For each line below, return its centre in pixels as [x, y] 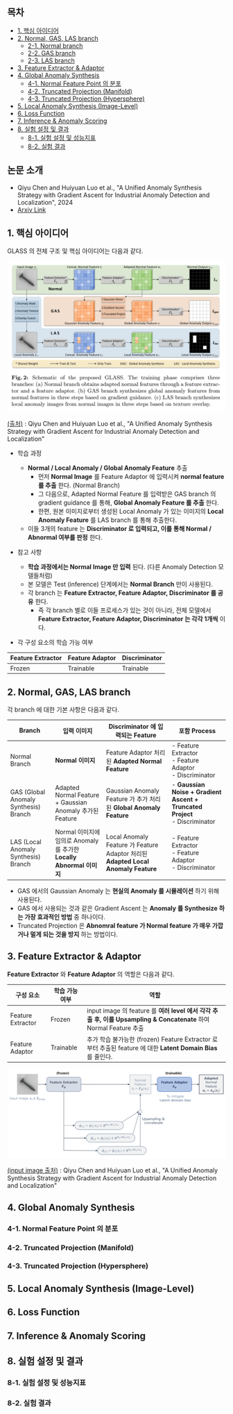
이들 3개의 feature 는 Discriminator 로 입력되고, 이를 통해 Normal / [119, 528]
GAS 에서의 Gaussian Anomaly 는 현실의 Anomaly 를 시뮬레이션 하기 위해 [118, 891]
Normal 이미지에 [78, 832]
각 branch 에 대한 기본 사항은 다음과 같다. [63, 709]
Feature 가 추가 [127, 799]
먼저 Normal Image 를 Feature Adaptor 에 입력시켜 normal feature [131, 476]
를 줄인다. [100, 1057]
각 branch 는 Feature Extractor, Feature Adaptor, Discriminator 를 [122, 593]
